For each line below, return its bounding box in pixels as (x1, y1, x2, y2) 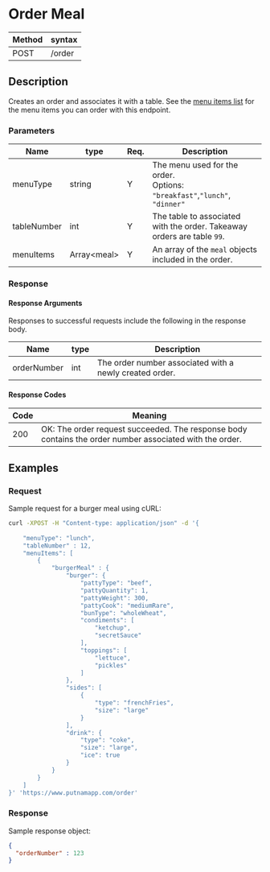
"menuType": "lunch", (22, 534, 95, 542)
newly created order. (96, 367, 176, 378)
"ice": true (80, 751, 121, 759)
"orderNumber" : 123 (15, 849, 84, 858)
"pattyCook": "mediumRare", (80, 601, 174, 610)
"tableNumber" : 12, (22, 541, 92, 550)
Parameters (8, 125, 55, 136)
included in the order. (152, 254, 233, 266)
